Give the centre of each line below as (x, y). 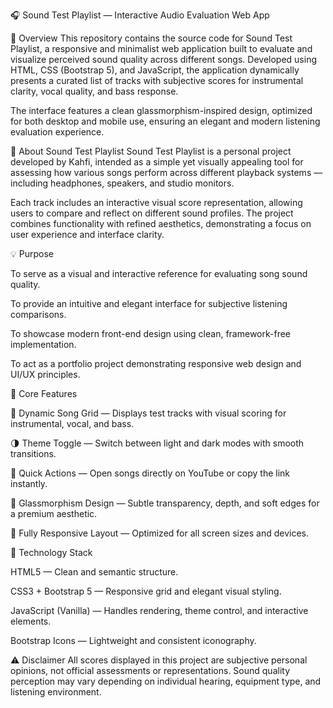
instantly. (29, 483)
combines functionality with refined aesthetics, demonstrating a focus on (161, 223)
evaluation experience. (57, 132)
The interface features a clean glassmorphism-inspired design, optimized (161, 110)
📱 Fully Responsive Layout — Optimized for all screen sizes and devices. (159, 533)
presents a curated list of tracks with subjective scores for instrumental (157, 80)
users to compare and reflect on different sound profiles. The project (152, 213)
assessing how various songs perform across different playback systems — (166, 172)
